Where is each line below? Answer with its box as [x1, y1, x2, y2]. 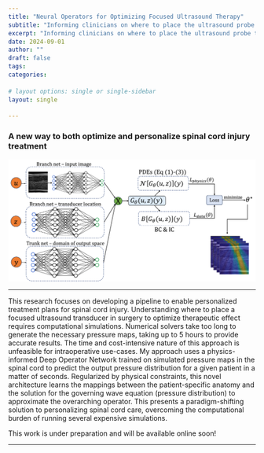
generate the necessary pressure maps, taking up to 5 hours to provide [8, 330, 239, 340]
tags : [8, 63, 26, 71]
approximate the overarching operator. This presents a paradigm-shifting [8, 397, 244, 407]
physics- [207, 347, 236, 356]
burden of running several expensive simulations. [8, 414, 167, 423]
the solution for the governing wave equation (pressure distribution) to [8, 389, 236, 398]
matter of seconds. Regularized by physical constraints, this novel [8, 372, 222, 381]
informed [8, 355, 38, 365]
